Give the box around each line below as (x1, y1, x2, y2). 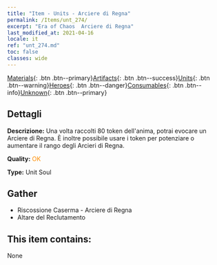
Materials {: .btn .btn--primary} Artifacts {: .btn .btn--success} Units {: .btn (7, 74, 210, 82)
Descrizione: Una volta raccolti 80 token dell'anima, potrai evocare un (7, 127, 207, 135)
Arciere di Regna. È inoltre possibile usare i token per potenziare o (7, 134, 195, 142)
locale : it (7, 36, 39, 43)
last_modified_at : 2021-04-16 (7, 29, 94, 36)
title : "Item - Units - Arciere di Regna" (7, 10, 131, 17)
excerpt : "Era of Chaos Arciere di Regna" (7, 23, 134, 30)
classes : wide (7, 55, 48, 62)
